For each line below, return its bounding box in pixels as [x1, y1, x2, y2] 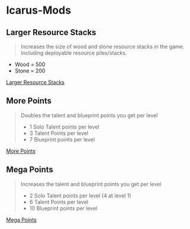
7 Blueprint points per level [29, 136, 95, 143]
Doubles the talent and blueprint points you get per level [20, 111, 158, 119]
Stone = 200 [14, 67, 46, 74]
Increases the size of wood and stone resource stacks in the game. [20, 43, 185, 50]
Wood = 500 [14, 61, 46, 68]
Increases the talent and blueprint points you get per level [20, 180, 162, 187]
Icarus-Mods [6, 4, 72, 17]
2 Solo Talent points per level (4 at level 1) [29, 192, 131, 199]
